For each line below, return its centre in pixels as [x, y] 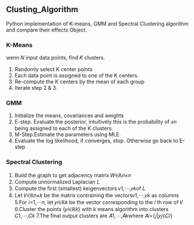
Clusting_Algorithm [42, 10]
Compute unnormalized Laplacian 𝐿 [57, 182]
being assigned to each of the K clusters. [64, 128]
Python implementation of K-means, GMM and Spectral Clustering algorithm [97, 23]
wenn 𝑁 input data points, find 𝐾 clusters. [56, 58]
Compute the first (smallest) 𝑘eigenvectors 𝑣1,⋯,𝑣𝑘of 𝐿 [80, 188]
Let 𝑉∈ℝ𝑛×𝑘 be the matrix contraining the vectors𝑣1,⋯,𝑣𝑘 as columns [97, 195]
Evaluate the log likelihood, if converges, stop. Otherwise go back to [96, 141]
